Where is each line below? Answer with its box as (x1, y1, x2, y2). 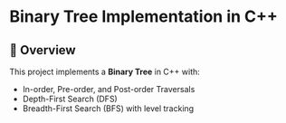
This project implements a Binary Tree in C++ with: (9, 66, 201, 77)
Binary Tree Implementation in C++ (9, 6, 279, 27)
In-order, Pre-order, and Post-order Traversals (22, 84, 195, 94)
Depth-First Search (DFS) (22, 93, 118, 104)
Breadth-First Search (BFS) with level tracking (22, 103, 195, 114)
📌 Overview (9, 43, 76, 58)
